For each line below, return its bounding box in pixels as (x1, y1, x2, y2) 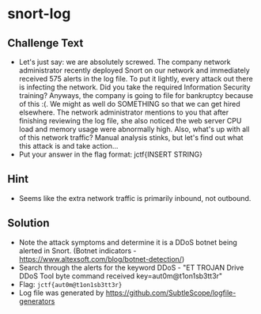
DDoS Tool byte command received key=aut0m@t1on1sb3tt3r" (18, 270, 223, 281)
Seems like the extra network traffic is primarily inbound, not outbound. (18, 193, 252, 202)
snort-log (7, 5, 71, 23)
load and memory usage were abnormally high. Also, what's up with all (18, 124, 250, 134)
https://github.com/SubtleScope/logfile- (105, 288, 236, 297)
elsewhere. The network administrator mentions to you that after (18, 108, 229, 117)
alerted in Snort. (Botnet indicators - (18, 246, 137, 255)
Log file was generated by (18, 288, 104, 297)
